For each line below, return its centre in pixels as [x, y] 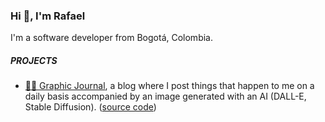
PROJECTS [34, 60]
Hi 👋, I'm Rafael [48, 16]
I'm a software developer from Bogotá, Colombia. [111, 38]
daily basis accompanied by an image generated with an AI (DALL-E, [165, 96]
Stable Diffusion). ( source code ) [90, 107]
